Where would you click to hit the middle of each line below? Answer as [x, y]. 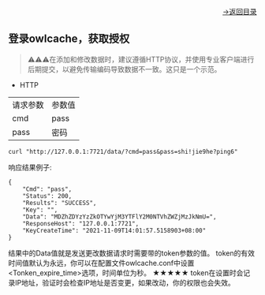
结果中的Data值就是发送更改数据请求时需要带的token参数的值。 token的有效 [131, 253]
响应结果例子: [30, 167]
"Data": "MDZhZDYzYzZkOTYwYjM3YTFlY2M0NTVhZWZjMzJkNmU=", [119, 217]
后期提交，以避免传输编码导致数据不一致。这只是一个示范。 [124, 69]
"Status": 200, [47, 196]
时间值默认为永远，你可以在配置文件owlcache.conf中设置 [101, 263]
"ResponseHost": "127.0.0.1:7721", [81, 223]
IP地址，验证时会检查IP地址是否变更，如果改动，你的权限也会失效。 [125, 282]
